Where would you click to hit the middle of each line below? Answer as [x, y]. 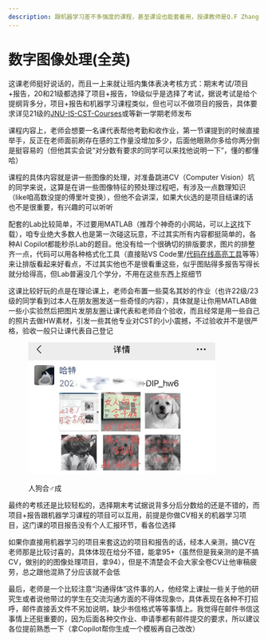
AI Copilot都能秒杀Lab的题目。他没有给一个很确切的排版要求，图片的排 [132, 244]
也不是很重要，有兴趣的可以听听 [61, 206]
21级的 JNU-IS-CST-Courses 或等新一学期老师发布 [110, 113]
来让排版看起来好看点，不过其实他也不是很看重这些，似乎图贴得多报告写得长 [134, 264]
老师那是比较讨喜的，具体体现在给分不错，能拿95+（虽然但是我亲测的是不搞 [134, 552]
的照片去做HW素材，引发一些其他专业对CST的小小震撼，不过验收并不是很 [130, 320]
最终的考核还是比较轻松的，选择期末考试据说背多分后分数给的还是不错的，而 [134, 505]
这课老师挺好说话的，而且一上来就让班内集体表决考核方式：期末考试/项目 [128, 83]
